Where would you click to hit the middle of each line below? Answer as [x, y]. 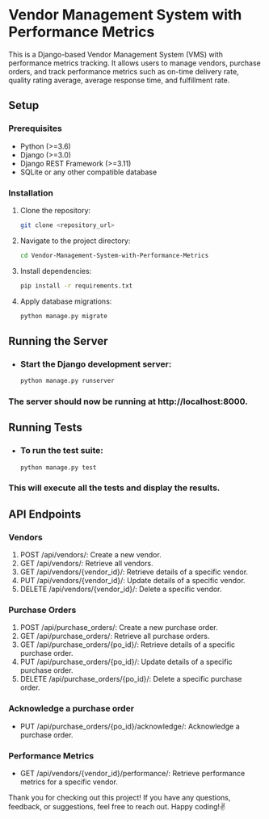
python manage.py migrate [63, 316]
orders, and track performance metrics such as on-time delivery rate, [124, 71]
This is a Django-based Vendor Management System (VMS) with [116, 54]
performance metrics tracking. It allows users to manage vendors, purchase [134, 63]
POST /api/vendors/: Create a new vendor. [90, 555]
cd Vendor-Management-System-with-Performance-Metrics [114, 255]
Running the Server [58, 341]
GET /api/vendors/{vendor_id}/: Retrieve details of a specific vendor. [134, 572]
